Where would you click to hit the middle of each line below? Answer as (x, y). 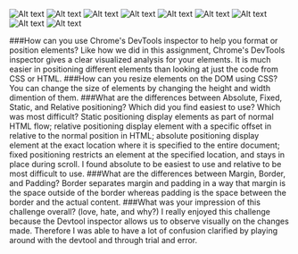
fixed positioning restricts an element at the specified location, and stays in (147, 155)
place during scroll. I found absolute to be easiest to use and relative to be (145, 164)
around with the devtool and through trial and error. (103, 240)
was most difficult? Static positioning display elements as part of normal (141, 117)
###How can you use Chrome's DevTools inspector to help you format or (144, 41)
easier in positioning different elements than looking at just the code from (144, 69)
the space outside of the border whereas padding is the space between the (148, 193)
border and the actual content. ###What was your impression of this (135, 202)
